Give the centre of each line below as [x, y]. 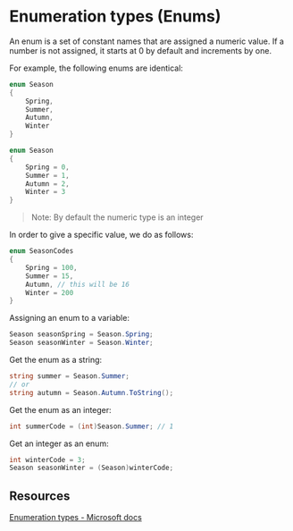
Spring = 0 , [47, 167]
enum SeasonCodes [42, 251]
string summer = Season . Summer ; [69, 376]
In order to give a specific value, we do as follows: [101, 235]
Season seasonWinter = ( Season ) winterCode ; [92, 468]
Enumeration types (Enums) [115, 17]
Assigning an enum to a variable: [69, 318]
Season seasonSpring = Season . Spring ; [81, 334]
